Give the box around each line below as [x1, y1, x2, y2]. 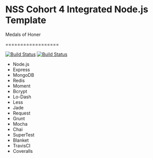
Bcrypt [12, 88, 27, 94]
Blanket [12, 137, 29, 143]
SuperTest [12, 131, 35, 138]
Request [12, 110, 31, 116]
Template [5, 14, 46, 26]
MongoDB [12, 72, 34, 78]
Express [12, 66, 30, 73]
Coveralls [12, 148, 33, 154]
